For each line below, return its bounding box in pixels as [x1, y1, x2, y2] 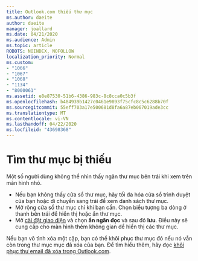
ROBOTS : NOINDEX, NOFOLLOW [6, 48, 74, 54]
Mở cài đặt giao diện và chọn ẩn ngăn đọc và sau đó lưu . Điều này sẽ [14, 216, 188, 224]
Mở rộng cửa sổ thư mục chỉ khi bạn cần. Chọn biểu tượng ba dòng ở [14, 204, 187, 211]
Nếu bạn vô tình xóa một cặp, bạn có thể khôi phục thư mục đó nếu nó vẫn [6, 234, 193, 242]
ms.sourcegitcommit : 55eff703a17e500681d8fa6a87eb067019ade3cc [6, 104, 169, 111]
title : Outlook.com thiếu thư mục [6, 8, 94, 15]
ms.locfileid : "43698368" [6, 127, 71, 133]
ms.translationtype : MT [6, 110, 66, 116]
